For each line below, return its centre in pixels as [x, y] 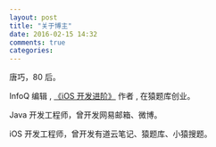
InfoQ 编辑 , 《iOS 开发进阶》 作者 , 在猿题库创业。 [102, 96]
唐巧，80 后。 [35, 78]
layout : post [33, 17]
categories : [31, 51]
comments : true [37, 42]
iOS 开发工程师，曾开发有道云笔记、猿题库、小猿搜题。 [111, 134]
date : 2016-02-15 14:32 [54, 34]
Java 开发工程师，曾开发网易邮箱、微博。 [86, 115]
